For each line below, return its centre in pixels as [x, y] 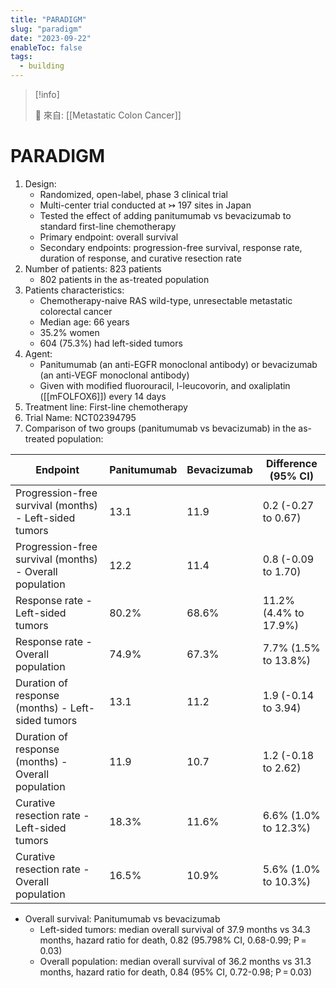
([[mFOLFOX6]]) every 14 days [103, 396]
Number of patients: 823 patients [93, 268]
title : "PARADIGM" [48, 19]
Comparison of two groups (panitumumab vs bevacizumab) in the [160, 428]
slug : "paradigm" [46, 29]
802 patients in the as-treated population [124, 279]
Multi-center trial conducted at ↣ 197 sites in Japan [145, 205]
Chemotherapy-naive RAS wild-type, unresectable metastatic [166, 300]
